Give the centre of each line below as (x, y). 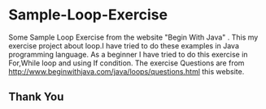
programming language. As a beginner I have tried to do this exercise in (128, 54)
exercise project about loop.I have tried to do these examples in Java (124, 45)
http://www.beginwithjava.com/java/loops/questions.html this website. (126, 71)
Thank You (36, 97)
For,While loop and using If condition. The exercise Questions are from (126, 63)
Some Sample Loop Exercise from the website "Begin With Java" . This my (133, 37)
